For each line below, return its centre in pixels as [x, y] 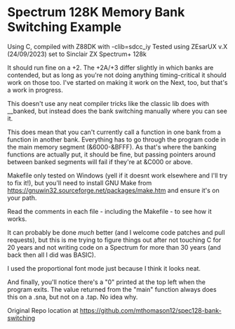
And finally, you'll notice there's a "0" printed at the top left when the [106, 282]
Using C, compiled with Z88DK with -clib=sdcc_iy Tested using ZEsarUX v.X [117, 46]
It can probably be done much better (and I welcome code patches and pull [116, 232]
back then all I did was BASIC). [52, 255]
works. [17, 219]
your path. [22, 198]
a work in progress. [35, 90]
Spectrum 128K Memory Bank [96, 12]
